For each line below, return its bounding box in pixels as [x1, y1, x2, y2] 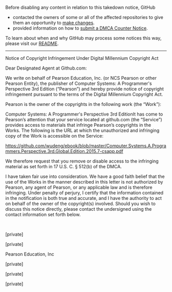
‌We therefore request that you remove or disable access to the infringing [5, 158, 159, 164]
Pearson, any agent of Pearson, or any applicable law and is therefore [5, 184, 153, 190]
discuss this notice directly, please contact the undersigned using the [5, 206, 152, 212]
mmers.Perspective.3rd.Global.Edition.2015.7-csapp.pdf [5, 148, 124, 154]
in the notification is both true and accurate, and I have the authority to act [5, 195, 162, 201]
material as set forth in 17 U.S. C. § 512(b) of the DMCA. [5, 164, 122, 169]
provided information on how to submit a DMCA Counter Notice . [12, 25, 148, 31]
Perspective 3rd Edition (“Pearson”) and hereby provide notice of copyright [5, 86, 164, 92]
